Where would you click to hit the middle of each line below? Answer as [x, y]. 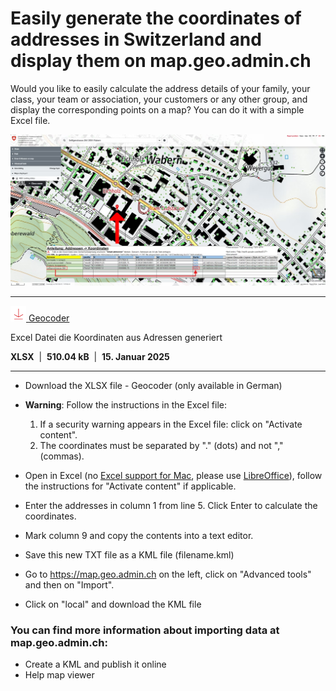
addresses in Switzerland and [136, 39]
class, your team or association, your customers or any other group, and [159, 99]
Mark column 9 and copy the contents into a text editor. [139, 535]
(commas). [62, 456]
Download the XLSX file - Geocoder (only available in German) [153, 385]
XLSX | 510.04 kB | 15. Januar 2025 [90, 356]
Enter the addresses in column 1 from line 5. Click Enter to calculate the [171, 505]
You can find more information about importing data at [145, 630]
